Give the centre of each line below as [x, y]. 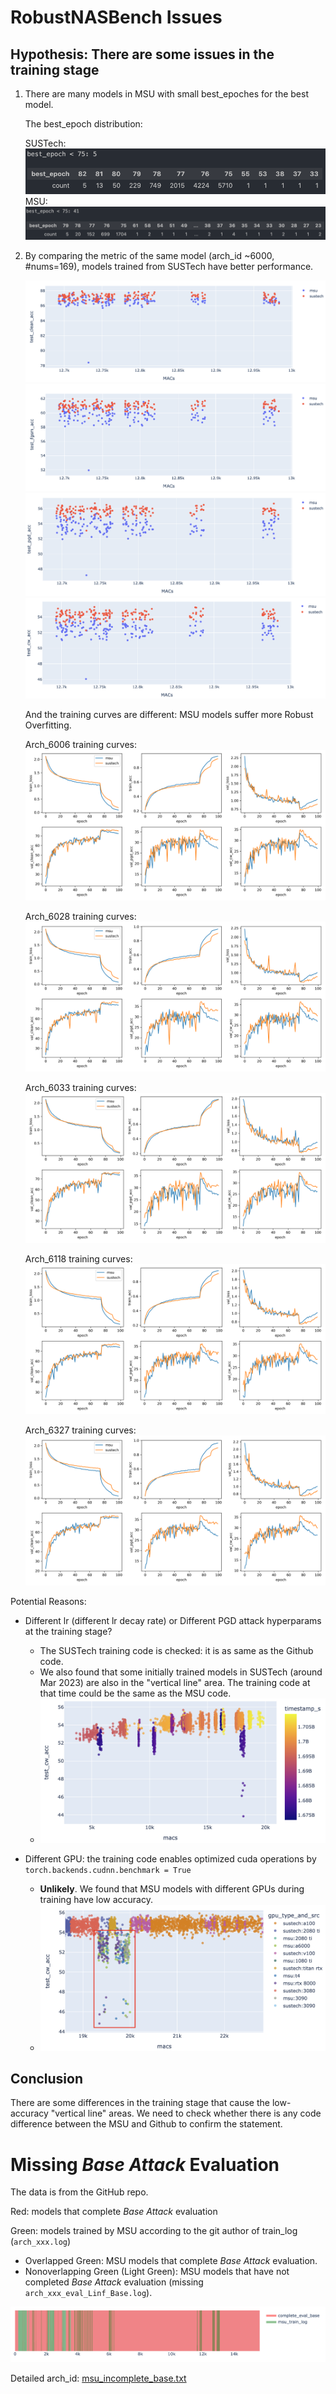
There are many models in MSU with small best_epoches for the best [166, 94]
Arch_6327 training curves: [80, 1430]
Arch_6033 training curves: [80, 1087]
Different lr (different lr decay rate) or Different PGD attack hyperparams [173, 1620]
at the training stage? [68, 1631]
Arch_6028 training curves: [80, 916]
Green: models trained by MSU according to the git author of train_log [154, 2231]
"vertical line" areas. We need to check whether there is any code [186, 2113]
